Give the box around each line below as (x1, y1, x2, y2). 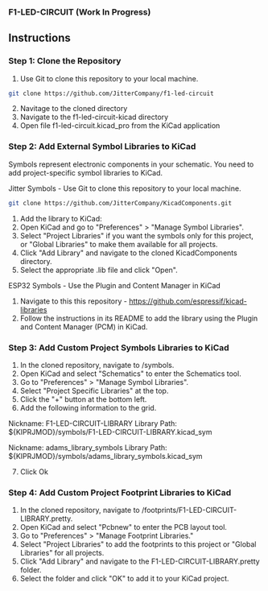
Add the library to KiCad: (19, 213, 102, 223)
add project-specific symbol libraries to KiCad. (8, 167, 163, 177)
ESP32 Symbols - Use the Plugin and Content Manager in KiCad (8, 280, 221, 290)
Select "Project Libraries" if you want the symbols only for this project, (19, 230, 254, 240)
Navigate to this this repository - (19, 296, 127, 306)
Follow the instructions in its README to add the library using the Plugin (19, 313, 258, 323)
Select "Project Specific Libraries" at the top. (19, 386, 169, 395)
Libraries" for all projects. (19, 548, 105, 558)
